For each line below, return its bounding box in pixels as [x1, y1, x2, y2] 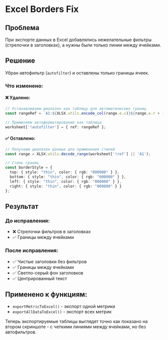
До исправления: [5, 217, 50, 224]
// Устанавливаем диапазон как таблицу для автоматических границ [5, 106, 146, 111]
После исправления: [5, 247, 58, 254]
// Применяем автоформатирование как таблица [5, 120, 101, 125]
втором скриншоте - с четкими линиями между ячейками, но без [5, 324, 146, 330]
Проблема [5, 24, 40, 32]
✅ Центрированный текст [12, 275, 67, 281]
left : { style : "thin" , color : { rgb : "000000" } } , [9, 179, 122, 184]
